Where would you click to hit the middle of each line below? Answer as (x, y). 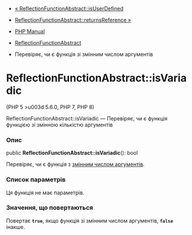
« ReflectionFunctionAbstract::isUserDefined (69, 9)
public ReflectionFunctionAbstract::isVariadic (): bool (72, 153)
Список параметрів (36, 179)
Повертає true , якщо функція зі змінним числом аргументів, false (90, 220)
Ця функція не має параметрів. (45, 192)
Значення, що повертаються (50, 208)
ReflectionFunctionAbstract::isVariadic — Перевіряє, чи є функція (87, 118)
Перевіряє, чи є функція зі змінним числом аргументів (84, 54)
